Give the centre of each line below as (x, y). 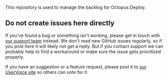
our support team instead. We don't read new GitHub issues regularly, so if (83, 41)
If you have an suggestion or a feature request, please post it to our (76, 67)
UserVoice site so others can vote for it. (47, 72)
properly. (15, 57)
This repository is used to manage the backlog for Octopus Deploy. (76, 7)
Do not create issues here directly (60, 23)
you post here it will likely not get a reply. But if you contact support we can (84, 46)
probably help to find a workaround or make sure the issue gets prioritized (83, 51)
